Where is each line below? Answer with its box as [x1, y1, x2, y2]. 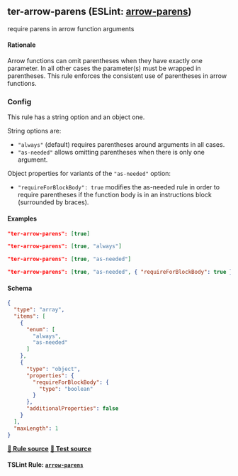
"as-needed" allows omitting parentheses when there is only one [17, 148, 205, 157]
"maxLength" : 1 [13, 425, 59, 432]
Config [7, 96, 32, 106]
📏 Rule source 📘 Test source [7, 444, 92, 453]
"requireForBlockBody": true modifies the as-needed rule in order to [17, 183, 220, 192]
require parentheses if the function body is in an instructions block [17, 191, 212, 199]
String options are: [7, 127, 62, 135]
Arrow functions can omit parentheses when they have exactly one [7, 57, 203, 65]
